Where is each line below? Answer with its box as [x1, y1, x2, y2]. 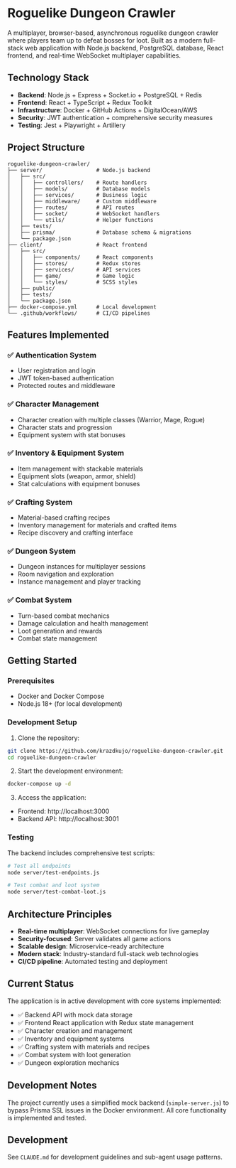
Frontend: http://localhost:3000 [17, 807, 110, 815]
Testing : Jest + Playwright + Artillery [17, 121, 126, 129]
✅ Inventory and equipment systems [17, 1034, 125, 1043]
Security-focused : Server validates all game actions [17, 934, 172, 943]
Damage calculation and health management [17, 618, 149, 627]
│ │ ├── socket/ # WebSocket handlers [7, 210, 160, 218]
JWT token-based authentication [17, 374, 115, 382]
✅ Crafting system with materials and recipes [17, 1042, 150, 1051]
